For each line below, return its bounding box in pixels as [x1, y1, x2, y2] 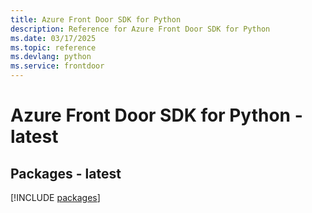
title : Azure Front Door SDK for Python [10, 14, 182, 25]
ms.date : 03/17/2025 [10, 33, 97, 43]
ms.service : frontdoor [10, 61, 105, 71]
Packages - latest [10, 165, 122, 182]
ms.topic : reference [10, 42, 97, 53]
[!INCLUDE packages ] [10, 192, 101, 203]
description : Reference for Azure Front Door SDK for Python [10, 24, 271, 34]
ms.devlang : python [10, 52, 92, 62]
